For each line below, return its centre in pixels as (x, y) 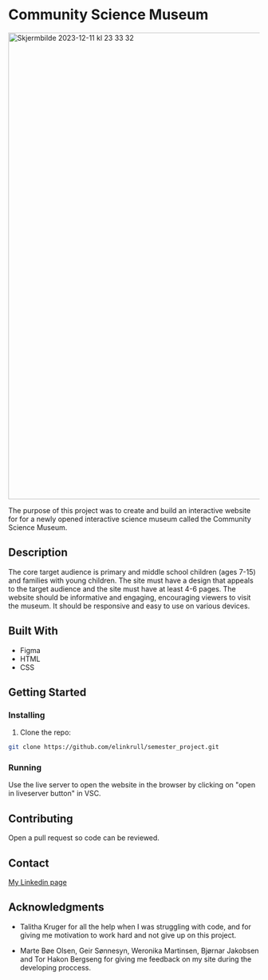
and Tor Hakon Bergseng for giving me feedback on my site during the (136, 959)
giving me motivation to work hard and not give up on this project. (128, 935)
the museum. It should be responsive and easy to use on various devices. (129, 606)
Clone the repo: (45, 732)
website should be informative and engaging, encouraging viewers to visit (130, 597)
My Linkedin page (38, 882)
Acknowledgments (57, 908)
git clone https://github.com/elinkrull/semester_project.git (114, 747)
